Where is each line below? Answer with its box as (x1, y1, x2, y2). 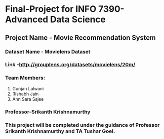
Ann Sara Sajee (12, 96, 44, 102)
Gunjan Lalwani (12, 85, 44, 91)
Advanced (5, 14, 48, 25)
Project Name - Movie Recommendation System (5, 33, 156, 42)
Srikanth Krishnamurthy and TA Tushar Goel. (5, 128, 115, 135)
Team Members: (5, 75, 45, 82)
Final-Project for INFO (5, 3, 97, 15)
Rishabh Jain (12, 91, 39, 97)
